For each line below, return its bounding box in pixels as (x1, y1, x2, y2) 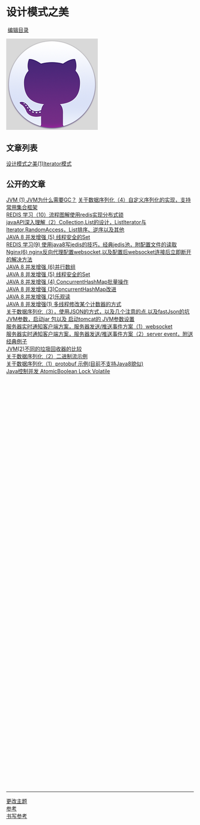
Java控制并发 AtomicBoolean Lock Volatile (6, 367, 110, 374)
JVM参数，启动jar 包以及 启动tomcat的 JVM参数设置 (6, 315, 135, 322)
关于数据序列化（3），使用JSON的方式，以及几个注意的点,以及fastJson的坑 (6, 308, 190, 315)
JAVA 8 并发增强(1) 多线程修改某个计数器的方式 (6, 300, 122, 308)
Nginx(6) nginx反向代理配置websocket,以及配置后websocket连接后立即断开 (6, 248, 192, 255)
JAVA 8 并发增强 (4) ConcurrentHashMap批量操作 (6, 278, 129, 285)
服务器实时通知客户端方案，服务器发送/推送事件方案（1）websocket (6, 322, 173, 330)
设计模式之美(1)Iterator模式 (6, 160, 72, 167)
